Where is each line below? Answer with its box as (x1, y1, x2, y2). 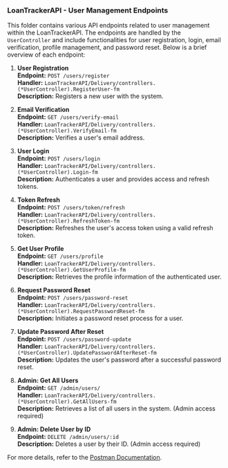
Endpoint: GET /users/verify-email (17, 113, 120, 121)
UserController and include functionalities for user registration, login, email (7, 36, 221, 44)
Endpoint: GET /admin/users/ (17, 384, 101, 392)
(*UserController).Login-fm (17, 169, 98, 176)
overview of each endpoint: (7, 50, 86, 59)
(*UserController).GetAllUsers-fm (17, 398, 117, 406)
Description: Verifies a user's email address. (17, 133, 145, 142)
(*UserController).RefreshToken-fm (17, 218, 120, 225)
